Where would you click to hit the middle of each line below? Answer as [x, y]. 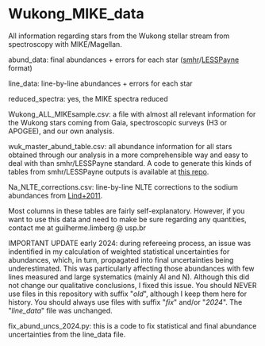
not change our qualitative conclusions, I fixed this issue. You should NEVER [132, 285]
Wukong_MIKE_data [76, 14]
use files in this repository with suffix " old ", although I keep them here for [128, 294]
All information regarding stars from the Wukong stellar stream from [119, 36]
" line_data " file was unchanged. [60, 310]
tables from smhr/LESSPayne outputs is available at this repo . [109, 171]
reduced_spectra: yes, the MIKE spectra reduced [88, 98]
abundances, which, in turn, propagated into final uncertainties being [121, 259]
